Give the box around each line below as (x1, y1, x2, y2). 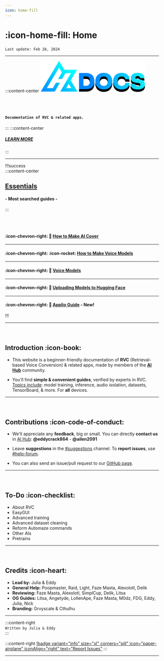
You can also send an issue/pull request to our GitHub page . (12, 460, 133, 466)
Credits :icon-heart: (5, 567, 67, 575)
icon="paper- (129, 640, 157, 646)
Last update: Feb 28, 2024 (5, 47, 60, 51)
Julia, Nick (12, 600, 34, 606)
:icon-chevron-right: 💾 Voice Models (5, 267, 82, 273)
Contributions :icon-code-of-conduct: (5, 418, 124, 426)
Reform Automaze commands (12, 525, 72, 531)
